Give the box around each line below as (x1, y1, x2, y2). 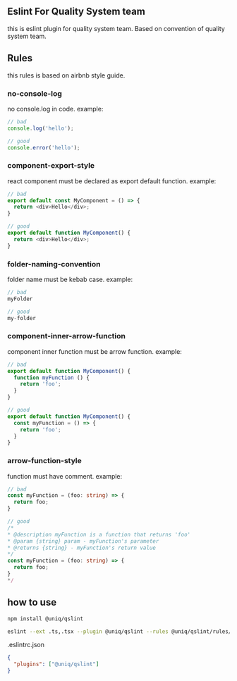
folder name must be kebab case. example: (7, 275, 133, 284)
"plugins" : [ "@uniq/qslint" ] (13, 661, 99, 668)
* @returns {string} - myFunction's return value (7, 544, 157, 551)
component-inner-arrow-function (7, 331, 126, 341)
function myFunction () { (13, 374, 90, 381)
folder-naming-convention (7, 259, 101, 269)
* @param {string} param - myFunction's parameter (7, 537, 159, 545)
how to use (7, 596, 57, 608)
